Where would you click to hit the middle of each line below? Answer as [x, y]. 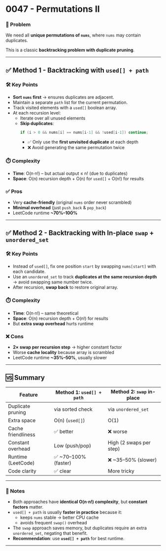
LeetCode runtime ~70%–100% [45, 213]
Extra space [22, 420]
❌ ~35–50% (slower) [133, 460]
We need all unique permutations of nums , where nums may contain [73, 35]
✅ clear [63, 471]
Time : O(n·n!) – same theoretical [46, 313]
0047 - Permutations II [53, 9]
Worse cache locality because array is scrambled [64, 352]
